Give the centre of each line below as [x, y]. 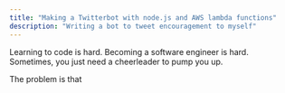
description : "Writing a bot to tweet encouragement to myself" [133, 26]
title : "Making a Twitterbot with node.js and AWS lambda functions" [143, 18]
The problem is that [46, 79]
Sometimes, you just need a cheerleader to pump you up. [116, 61]
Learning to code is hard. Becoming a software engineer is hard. [129, 51]
